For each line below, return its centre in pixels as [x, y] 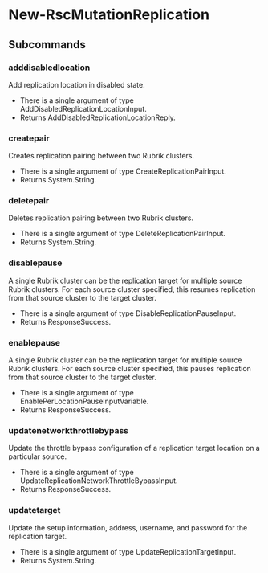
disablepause [35, 263]
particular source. [38, 456]
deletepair [29, 201]
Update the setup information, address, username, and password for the [128, 527]
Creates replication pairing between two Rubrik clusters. [102, 156]
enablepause [34, 342]
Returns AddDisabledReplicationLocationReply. [98, 117]
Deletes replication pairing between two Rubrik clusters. [101, 218]
